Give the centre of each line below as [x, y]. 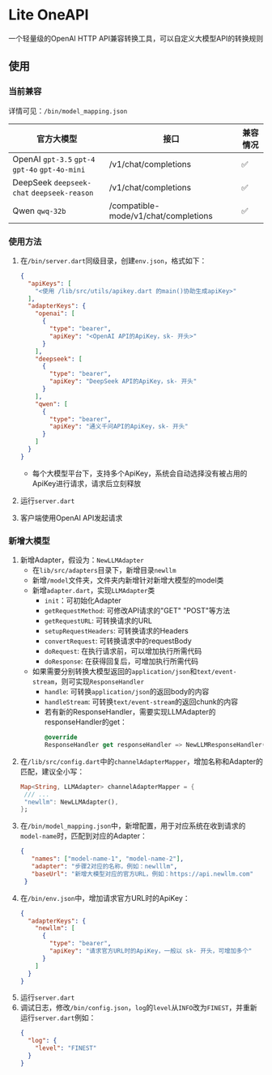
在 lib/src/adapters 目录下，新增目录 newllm [104, 570]
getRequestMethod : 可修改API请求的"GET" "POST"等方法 [137, 611]
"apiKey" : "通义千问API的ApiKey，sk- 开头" [119, 427]
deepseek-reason [62, 193]
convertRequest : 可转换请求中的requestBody [118, 641]
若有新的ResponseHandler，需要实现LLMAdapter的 [130, 712]
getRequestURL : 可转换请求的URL [98, 621]
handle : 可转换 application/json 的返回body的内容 [127, 692]
